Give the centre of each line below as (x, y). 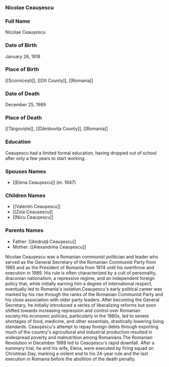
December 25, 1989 (26, 105)
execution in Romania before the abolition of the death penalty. (71, 359)
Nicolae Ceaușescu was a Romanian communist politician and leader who (82, 257)
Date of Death (22, 94)
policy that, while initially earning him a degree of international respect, (79, 283)
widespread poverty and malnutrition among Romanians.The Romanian (79, 337)
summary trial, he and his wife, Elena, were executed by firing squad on (79, 348)
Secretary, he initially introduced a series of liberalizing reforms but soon (81, 305)
